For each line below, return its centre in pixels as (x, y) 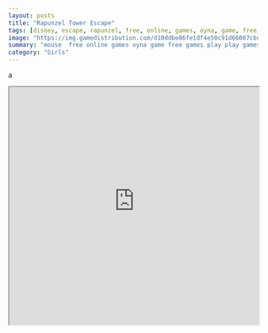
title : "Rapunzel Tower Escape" (61, 23)
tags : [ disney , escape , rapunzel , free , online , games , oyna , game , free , (134, 30)
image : (19, 38)
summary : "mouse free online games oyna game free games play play (124, 45)
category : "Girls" (38, 52)
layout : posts (32, 15)
